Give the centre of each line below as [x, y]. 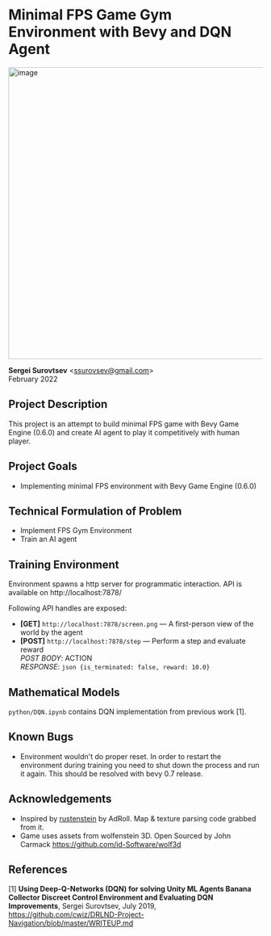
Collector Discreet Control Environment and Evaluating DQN [111, 897]
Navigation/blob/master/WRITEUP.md [71, 923]
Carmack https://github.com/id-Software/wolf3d [100, 844]
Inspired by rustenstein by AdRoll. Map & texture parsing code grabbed [138, 818]
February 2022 [33, 379]
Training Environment [64, 564]
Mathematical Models [64, 692]
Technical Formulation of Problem [95, 511]
